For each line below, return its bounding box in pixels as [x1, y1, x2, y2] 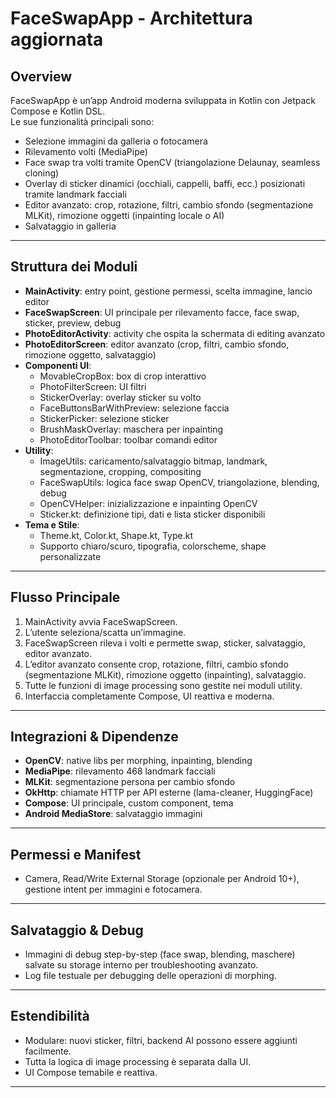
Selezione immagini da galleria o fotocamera [24, 135, 208, 147]
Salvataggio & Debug [10, 922, 144, 939]
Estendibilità [10, 1008, 90, 1025]
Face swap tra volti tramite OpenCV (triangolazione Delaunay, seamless [24, 157, 321, 168]
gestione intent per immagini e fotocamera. [24, 883, 203, 896]
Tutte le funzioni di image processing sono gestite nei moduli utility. [24, 679, 303, 691]
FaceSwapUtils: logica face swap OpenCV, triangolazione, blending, [39, 476, 320, 488]
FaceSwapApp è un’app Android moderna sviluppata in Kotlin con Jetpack [10, 95, 316, 106]
